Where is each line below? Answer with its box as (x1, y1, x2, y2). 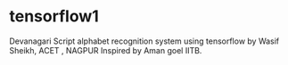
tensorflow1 (9, 6, 100, 27)
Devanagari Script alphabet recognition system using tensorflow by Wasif (9, 36, 280, 46)
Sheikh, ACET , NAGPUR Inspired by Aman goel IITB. (9, 45, 202, 55)
